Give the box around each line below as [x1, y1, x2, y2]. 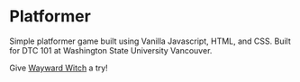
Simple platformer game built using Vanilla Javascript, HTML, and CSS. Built [9, 36, 291, 46]
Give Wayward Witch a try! [9, 62, 108, 73]
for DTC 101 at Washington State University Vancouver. [9, 45, 213, 55]
